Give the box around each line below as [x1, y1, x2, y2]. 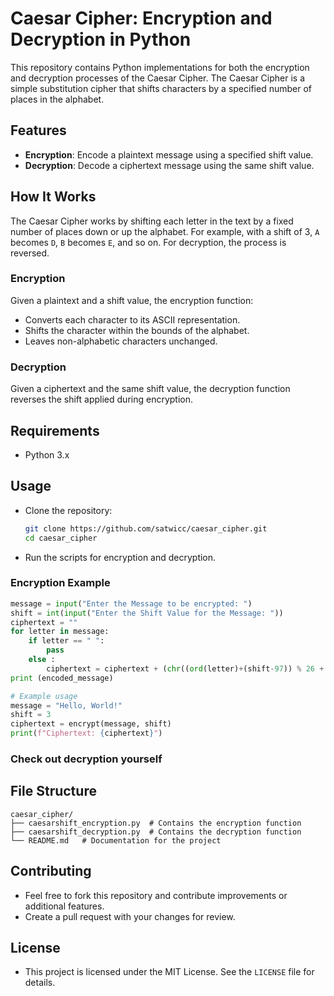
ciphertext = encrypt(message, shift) [10, 719, 172, 729]
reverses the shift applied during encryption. [10, 393, 194, 406]
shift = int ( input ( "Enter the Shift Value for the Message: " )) [10, 608, 284, 618]
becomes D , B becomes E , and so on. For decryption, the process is [10, 236, 287, 248]
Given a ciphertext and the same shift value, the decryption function [10, 383, 291, 395]
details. [24, 977, 56, 989]
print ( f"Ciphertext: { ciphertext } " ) [10, 728, 163, 739]
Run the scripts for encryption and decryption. [24, 551, 217, 563]
